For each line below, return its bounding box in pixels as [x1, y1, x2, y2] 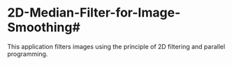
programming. [7, 50, 48, 58]
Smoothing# [7, 19, 80, 35]
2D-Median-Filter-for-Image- [7, 5, 181, 21]
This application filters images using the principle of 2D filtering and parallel [7, 42, 226, 50]
